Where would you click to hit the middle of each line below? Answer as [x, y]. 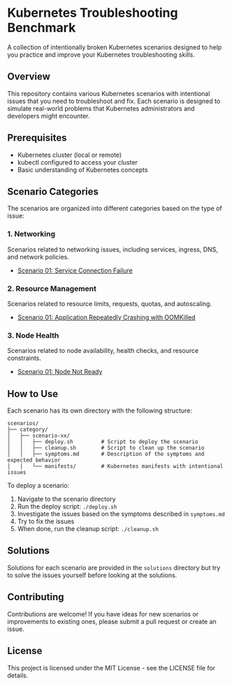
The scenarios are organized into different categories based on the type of [115, 209]
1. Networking [31, 234]
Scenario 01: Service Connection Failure [75, 270]
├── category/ [28, 430]
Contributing [36, 597]
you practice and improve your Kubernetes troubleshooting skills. [101, 55]
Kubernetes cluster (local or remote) [70, 155]
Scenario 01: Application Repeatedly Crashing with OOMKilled [106, 317]
